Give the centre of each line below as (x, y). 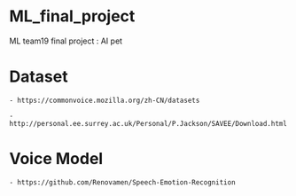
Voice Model (56, 159)
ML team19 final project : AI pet (66, 41)
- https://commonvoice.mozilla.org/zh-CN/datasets (105, 100)
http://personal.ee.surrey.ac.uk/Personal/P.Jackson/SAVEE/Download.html (148, 123)
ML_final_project (72, 16)
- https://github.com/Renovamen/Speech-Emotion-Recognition (123, 182)
